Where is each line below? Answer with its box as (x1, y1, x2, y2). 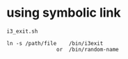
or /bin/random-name (56, 46, 119, 53)
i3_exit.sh (6, 28, 38, 35)
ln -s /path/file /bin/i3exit (6, 40, 104, 47)
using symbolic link (6, 5, 121, 21)
